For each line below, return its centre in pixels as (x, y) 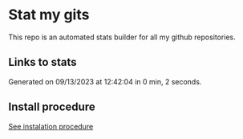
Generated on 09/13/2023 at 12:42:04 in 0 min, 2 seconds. (105, 81)
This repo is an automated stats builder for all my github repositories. (122, 37)
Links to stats (43, 62)
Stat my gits (49, 15)
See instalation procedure (51, 126)
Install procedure (52, 107)
